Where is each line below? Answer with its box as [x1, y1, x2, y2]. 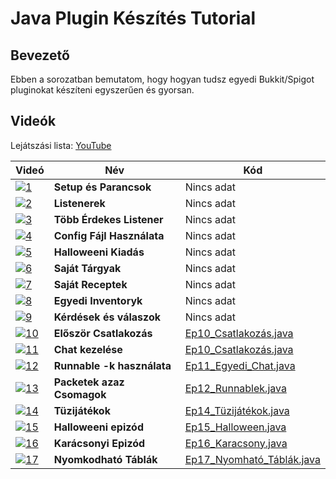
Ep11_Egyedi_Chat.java [184, 358, 296, 372]
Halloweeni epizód [53, 420, 144, 434]
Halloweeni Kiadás [53, 245, 145, 259]
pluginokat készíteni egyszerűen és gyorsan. [10, 84, 195, 96]
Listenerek [53, 196, 106, 210]
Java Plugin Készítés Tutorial [10, 7, 257, 30]
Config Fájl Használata [53, 228, 165, 242]
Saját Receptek [53, 277, 128, 291]
